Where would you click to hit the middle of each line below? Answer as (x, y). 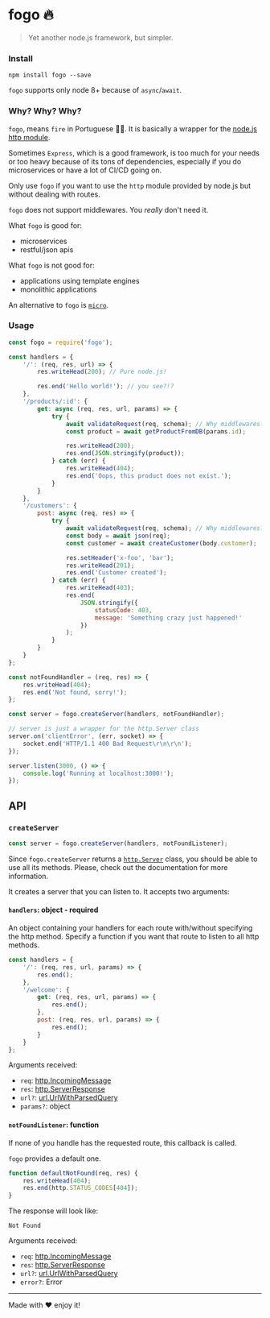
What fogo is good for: (45, 225)
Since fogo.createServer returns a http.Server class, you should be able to (133, 859)
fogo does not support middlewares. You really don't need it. (108, 209)
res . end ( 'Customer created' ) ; (116, 573)
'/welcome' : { (46, 990)
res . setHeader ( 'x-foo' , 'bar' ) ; (120, 557)
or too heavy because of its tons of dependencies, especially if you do (125, 161)
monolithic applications (58, 289)
